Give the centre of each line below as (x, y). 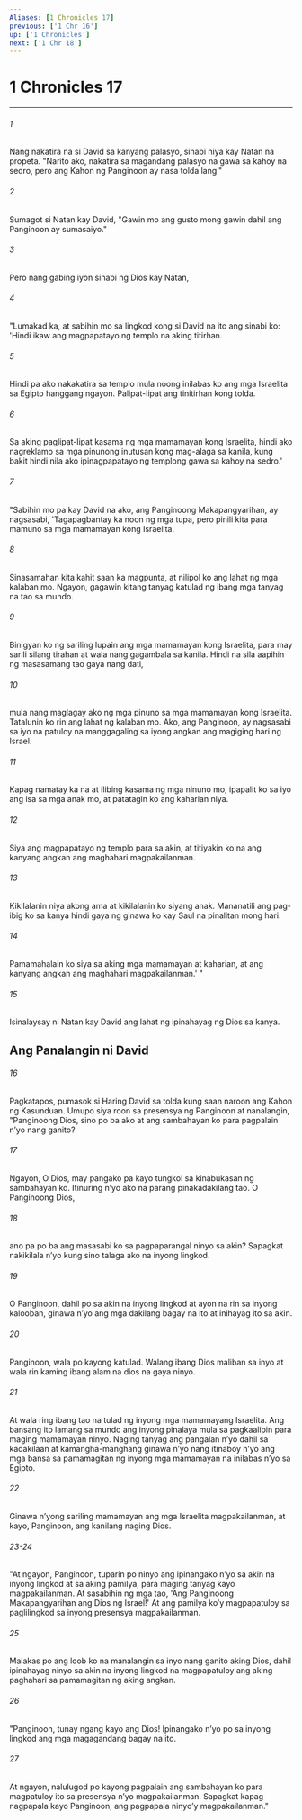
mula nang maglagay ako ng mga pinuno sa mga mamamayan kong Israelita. (151, 713)
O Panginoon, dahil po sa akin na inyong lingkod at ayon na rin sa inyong (143, 1304)
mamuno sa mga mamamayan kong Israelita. (92, 528)
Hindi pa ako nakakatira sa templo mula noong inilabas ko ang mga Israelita (149, 384)
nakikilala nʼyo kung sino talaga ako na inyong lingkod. (110, 1256)
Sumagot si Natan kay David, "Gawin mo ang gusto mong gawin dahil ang (146, 219)
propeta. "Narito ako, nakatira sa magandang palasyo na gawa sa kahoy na (148, 161)
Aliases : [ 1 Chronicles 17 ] (62, 18)
